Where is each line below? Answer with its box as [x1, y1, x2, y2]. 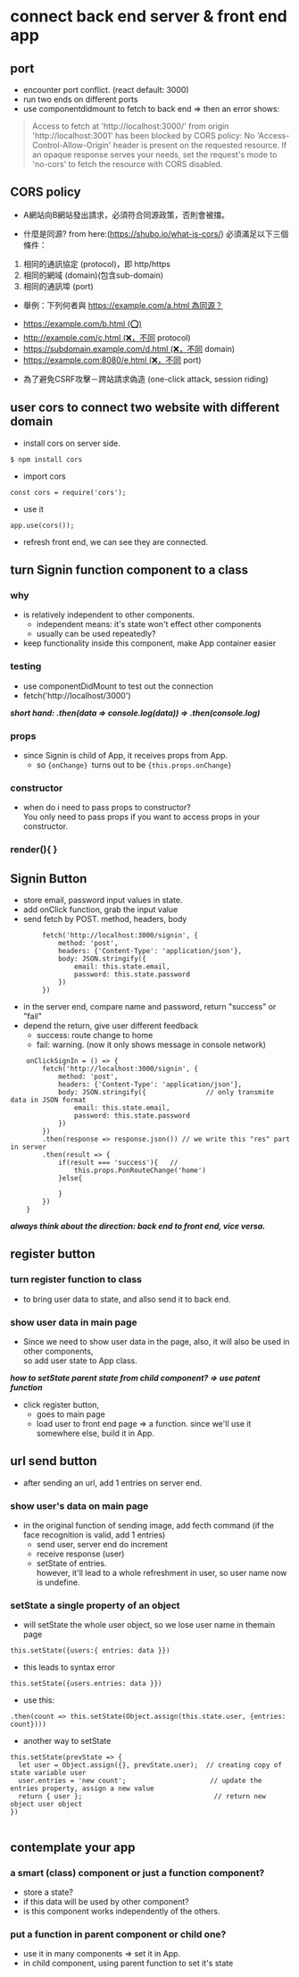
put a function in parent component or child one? [10, 1928, 227, 1940]
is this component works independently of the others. [22, 1906, 220, 1917]
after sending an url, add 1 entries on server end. [22, 1477, 203, 1488]
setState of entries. [36, 1558, 107, 1569]
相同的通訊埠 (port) [22, 281, 94, 291]
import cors [22, 471, 66, 482]
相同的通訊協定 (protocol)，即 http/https [22, 258, 170, 269]
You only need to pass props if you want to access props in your [22, 811, 261, 823]
